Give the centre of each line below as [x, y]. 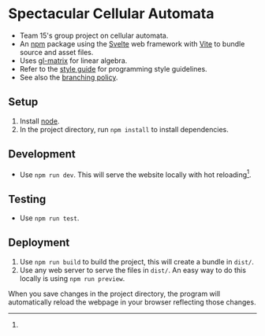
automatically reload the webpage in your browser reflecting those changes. [132, 302]
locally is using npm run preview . [72, 278]
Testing [27, 199]
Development [42, 154]
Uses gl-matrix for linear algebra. [73, 61]
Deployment [39, 243]
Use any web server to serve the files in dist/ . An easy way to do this [133, 270]
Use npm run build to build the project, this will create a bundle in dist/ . [137, 261]
